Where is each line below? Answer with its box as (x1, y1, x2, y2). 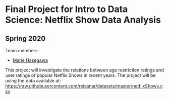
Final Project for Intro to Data (5, 4, 128, 15)
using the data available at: (5, 78, 62, 83)
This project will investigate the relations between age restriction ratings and (5, 67, 164, 73)
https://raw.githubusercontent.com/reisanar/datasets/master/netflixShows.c (5, 83, 163, 89)
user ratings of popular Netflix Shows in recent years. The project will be (5, 72, 156, 78)
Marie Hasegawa (12, 57, 48, 63)
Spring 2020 (5, 34, 46, 43)
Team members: (5, 48, 39, 53)
